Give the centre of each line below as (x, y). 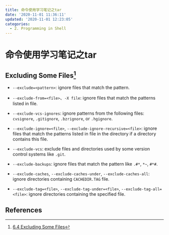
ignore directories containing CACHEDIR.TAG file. (61, 179)
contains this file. (30, 139)
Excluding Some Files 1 (41, 74)
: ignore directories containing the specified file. (76, 194)
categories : (18, 24)
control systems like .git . (39, 154)
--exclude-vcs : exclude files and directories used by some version (81, 149)
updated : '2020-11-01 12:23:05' (39, 19)
